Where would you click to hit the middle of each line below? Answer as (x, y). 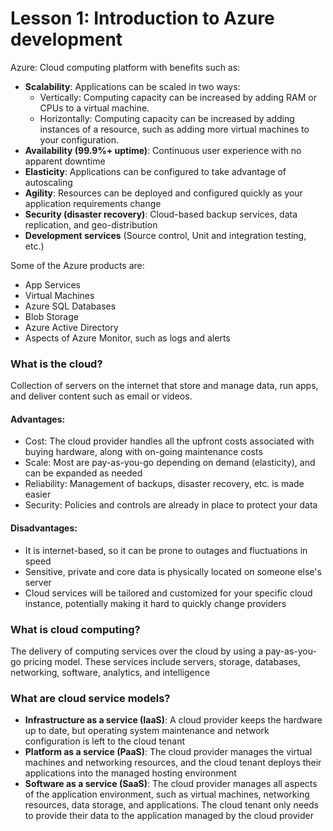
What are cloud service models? (90, 698)
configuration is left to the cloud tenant (104, 741)
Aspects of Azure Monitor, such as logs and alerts (127, 338)
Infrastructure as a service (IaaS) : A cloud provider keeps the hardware (173, 720)
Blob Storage (51, 316)
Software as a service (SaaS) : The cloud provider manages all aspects (171, 784)
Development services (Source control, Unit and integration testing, (165, 235)
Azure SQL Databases (70, 306)
